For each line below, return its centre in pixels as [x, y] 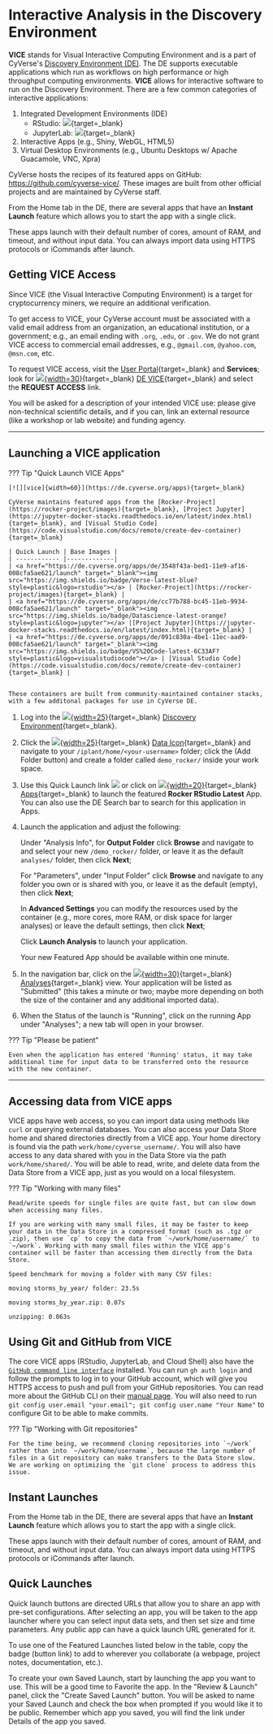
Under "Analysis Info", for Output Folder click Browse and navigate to [137, 842]
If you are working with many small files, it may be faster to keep [129, 1225]
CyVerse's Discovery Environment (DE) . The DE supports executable [123, 63]
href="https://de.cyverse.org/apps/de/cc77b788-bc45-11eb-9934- [138, 601]
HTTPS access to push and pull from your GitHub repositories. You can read [136, 1387]
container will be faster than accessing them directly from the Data [130, 1253]
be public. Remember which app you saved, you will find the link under [127, 1712]
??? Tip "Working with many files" [65, 1188]
